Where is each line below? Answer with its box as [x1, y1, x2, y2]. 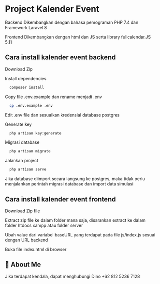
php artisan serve [9, 167, 47, 172]
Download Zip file [5, 208, 40, 214]
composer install [9, 85, 44, 90]
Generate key [5, 121, 32, 127]
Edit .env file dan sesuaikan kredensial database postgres [5, 112, 120, 117]
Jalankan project [5, 158, 39, 164]
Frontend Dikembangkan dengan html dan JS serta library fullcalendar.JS [5, 34, 151, 40]
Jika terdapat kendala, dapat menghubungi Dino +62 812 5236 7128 [5, 273, 140, 279]
